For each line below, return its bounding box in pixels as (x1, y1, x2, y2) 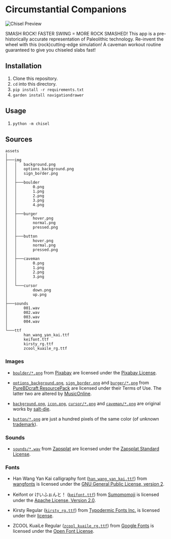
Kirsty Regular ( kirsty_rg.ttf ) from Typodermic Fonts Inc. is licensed (12, 507, 160, 513)
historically (5, 36, 29, 42)
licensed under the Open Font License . (12, 528, 94, 534)
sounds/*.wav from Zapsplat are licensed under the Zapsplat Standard (12, 445, 159, 452)
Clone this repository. (12, 75, 58, 82)
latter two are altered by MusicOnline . (12, 390, 92, 396)
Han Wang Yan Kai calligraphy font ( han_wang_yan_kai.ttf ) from (12, 475, 147, 482)
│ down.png (5, 288, 52, 293)
